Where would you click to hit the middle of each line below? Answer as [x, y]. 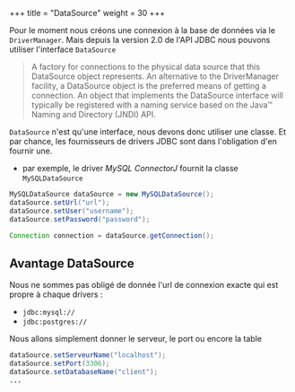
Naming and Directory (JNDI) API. [94, 114]
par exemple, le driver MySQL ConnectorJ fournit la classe [130, 168]
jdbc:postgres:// [55, 322]
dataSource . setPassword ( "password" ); [80, 219]
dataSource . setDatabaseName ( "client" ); [84, 371]
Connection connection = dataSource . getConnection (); [112, 235]
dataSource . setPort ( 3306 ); [60, 364]
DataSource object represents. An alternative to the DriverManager [155, 76]
